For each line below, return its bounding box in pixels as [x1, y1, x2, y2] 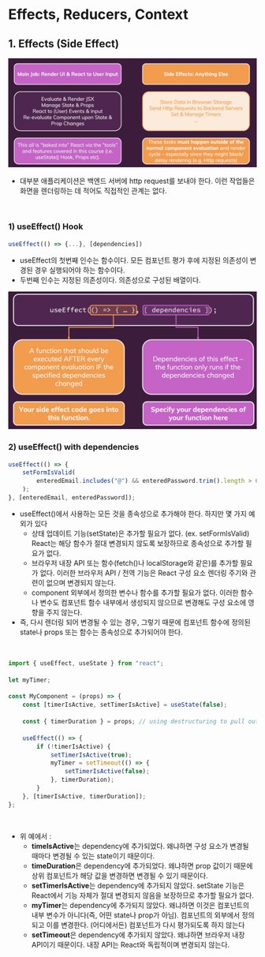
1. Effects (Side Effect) [8, 37, 120, 50]
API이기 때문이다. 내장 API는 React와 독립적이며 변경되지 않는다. [31, 940, 230, 949]
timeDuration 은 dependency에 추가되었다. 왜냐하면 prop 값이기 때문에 [31, 861, 253, 870]
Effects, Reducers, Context [8, 6, 189, 24]
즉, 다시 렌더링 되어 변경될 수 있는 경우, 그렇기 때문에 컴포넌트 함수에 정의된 [19, 617, 251, 626]
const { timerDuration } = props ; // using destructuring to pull [22, 718, 245, 726]
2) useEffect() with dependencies [8, 442, 140, 453]
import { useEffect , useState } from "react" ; [8, 659, 164, 667]
